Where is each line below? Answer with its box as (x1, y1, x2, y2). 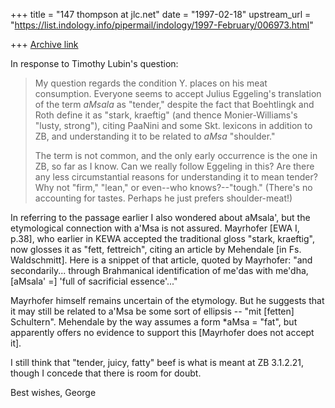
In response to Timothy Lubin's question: (10, 58, 179, 69)
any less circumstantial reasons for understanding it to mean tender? (34, 171, 318, 183)
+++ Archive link (10, 39, 79, 50)
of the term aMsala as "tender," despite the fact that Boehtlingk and (34, 99, 315, 110)
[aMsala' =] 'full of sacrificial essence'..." (10, 275, 178, 287)
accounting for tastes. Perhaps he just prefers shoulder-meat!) (34, 192, 293, 204)
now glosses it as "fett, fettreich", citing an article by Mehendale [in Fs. (10, 244, 302, 255)
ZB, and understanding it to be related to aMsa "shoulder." (34, 130, 276, 142)
